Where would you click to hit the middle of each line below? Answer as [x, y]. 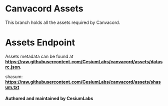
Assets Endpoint [40, 43]
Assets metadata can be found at [39, 56]
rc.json [13, 67]
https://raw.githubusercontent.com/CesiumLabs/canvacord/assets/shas [83, 82]
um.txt [12, 87]
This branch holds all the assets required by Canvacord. [63, 22]
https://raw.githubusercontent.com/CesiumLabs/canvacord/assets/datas [84, 61]
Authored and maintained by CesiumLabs [49, 99]
